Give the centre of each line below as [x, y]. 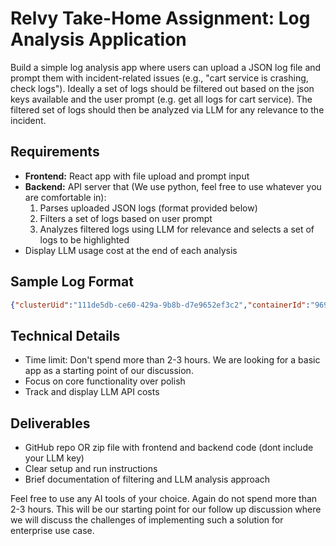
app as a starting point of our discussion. [109, 371]
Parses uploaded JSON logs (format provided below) [148, 208]
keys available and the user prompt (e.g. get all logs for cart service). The [161, 99]
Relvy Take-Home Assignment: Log [160, 18]
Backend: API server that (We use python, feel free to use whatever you [173, 186]
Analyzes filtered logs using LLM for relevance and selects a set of [177, 229]
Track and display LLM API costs [92, 392]
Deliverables [50, 423]
